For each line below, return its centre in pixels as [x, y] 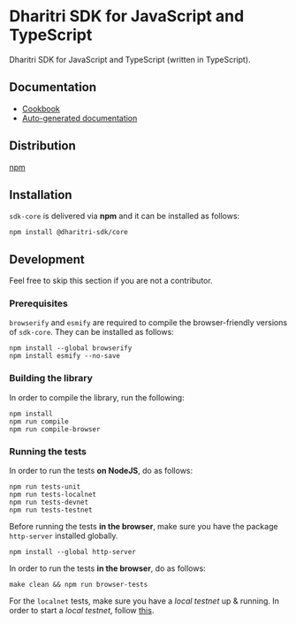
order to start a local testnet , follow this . [82, 611]
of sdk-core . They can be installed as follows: [91, 332]
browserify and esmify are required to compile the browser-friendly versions [148, 323]
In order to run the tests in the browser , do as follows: [107, 568]
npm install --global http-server [73, 552]
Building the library [51, 378]
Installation [41, 195]
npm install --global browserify [71, 348]
